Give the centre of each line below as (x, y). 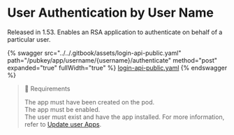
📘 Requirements (47, 88)
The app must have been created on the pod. (89, 102)
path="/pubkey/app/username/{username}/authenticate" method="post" (112, 60)
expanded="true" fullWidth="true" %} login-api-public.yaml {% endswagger (117, 67)
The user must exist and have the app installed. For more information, (124, 117)
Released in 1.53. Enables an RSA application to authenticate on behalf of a (115, 32)
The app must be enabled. (62, 109)
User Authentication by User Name (111, 13)
